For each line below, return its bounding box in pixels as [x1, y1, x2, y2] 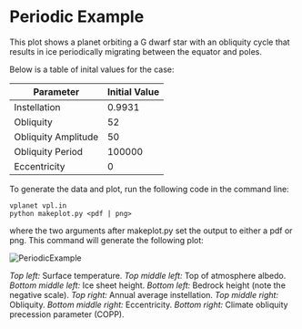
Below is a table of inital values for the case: [9, 64, 175, 75]
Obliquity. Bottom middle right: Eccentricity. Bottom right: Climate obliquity [9, 299, 288, 310]
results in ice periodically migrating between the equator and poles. [9, 46, 262, 57]
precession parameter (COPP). [9, 308, 125, 320]
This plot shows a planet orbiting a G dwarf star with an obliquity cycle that [9, 36, 290, 47]
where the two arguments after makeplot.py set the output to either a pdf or [9, 225, 293, 236]
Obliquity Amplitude [14, 130, 99, 143]
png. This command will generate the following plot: [9, 234, 205, 245]
